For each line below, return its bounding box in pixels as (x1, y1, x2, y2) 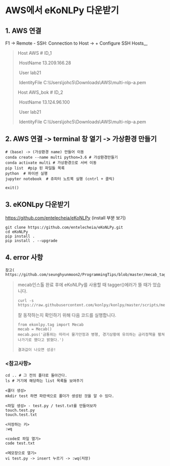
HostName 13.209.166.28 (19, 60, 71, 66)
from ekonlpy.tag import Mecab (17, 322, 84, 328)
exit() (5, 185, 19, 190)
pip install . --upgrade (5, 238, 58, 243)
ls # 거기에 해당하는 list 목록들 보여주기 (5, 378, 83, 383)
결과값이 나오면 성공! (17, 347, 56, 352)
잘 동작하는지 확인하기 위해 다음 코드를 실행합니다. (17, 312, 116, 318)
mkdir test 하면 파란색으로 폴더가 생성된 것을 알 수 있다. (5, 393, 114, 399)
